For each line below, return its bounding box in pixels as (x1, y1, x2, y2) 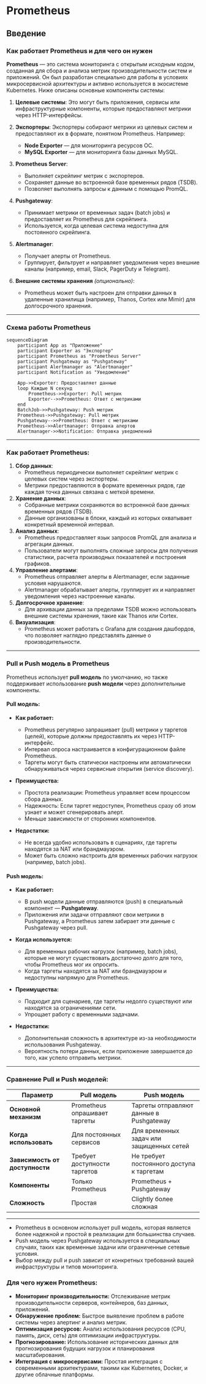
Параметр (21, 1091, 53, 1099)
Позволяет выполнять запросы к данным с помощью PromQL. (24, 185, 188, 192)
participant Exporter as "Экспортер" (17, 348, 114, 354)
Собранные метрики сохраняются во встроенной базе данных (24, 501, 190, 509)
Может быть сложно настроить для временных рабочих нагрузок (24, 851, 198, 859)
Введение (6, 28, 47, 39)
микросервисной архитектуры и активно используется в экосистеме (6, 80, 189, 87)
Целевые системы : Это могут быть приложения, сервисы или (15, 98, 180, 106)
